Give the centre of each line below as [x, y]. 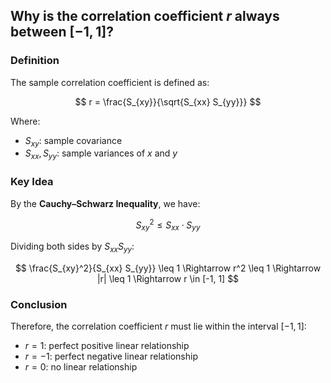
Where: [25, 121]
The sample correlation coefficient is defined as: [110, 82]
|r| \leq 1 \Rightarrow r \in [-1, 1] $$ [168, 278]
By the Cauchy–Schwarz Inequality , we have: [105, 203]
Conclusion [39, 304]
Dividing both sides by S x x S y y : [72, 247]
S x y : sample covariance [73, 141]
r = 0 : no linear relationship [81, 367]
